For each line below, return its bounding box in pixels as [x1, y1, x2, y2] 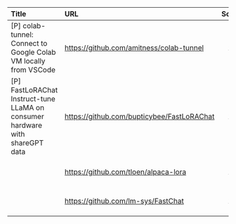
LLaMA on [11, 103, 44, 112]
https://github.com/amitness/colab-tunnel [64, 43, 204, 52]
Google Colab [11, 47, 56, 57]
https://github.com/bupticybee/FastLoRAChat [64, 112, 215, 121]
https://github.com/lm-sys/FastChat [64, 197, 184, 206]
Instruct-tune [11, 94, 56, 104]
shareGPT [11, 138, 44, 147]
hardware [11, 120, 43, 130]
